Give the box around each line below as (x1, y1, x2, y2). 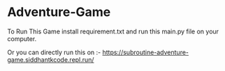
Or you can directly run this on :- (7, 48, 101, 56)
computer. (7, 34, 37, 42)
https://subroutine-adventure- (102, 48, 189, 56)
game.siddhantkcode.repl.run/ (7, 55, 94, 63)
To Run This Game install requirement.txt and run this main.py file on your (7, 27, 219, 35)
